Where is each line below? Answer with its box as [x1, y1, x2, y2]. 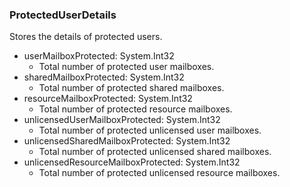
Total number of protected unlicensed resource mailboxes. [38, 167, 281, 179]
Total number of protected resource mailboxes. [38, 103, 233, 115]
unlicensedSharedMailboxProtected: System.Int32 [23, 135, 231, 147]
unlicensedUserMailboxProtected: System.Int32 [23, 114, 221, 126]
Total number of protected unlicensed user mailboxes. [38, 124, 262, 137]
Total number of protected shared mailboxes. [38, 82, 225, 94]
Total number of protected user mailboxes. [38, 61, 215, 73]
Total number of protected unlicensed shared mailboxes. [38, 146, 272, 158]
